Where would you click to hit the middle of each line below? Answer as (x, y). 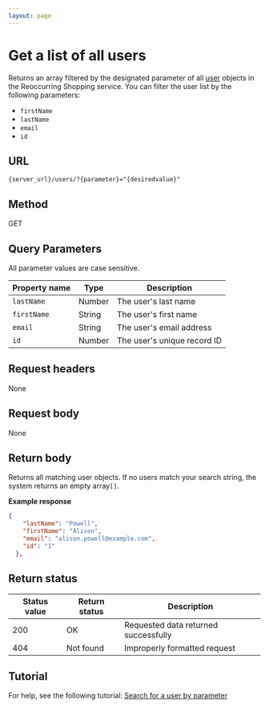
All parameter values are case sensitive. (74, 268)
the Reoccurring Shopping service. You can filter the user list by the (120, 86)
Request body (44, 414)
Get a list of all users (77, 55)
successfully (148, 635)
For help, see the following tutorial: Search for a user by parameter (118, 696)
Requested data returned (171, 625)
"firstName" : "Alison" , (62, 531)
